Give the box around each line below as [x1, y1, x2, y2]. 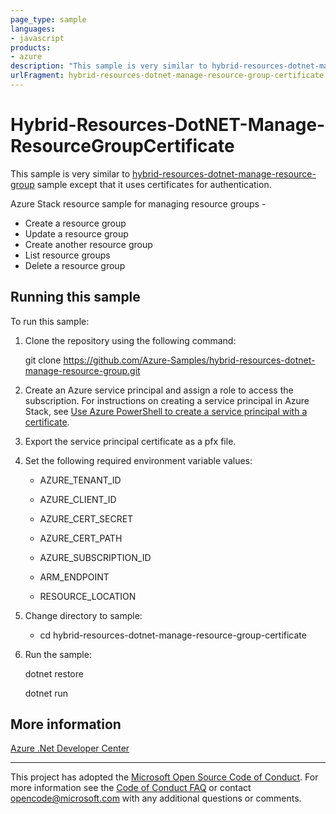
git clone [24, 354, 62, 366]
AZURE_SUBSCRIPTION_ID [39, 551, 152, 563]
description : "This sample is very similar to [10, 61, 208, 71]
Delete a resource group [24, 259, 126, 271]
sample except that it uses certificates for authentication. [36, 178, 272, 190]
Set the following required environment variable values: [24, 454, 253, 466]
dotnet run [24, 687, 69, 699]
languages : [10, 24, 56, 34]
